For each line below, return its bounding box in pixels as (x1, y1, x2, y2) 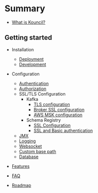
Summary (4, 3, 45, 14)
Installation (11, 46, 34, 52)
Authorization (19, 86, 47, 92)
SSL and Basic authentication (33, 128, 93, 133)
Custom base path (19, 148, 57, 154)
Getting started (4, 33, 52, 42)
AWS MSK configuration (33, 112, 83, 118)
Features (11, 163, 30, 169)
